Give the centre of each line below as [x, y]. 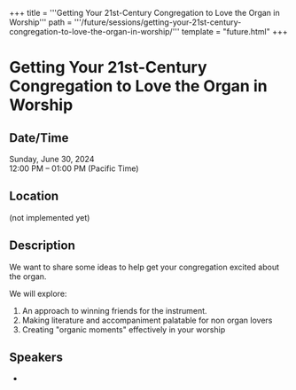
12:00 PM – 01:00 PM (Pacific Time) [74, 168]
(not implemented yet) [50, 217]
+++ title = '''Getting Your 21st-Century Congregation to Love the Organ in [145, 13]
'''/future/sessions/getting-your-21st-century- [158, 22]
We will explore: [38, 293]
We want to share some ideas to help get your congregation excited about [144, 267]
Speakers [36, 358]
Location [34, 196]
